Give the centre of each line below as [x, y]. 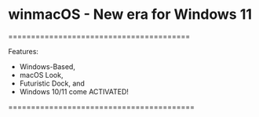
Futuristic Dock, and [52, 83]
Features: [24, 51]
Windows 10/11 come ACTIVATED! [74, 91]
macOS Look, [41, 75]
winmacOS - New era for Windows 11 [130, 15]
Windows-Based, [47, 66]
